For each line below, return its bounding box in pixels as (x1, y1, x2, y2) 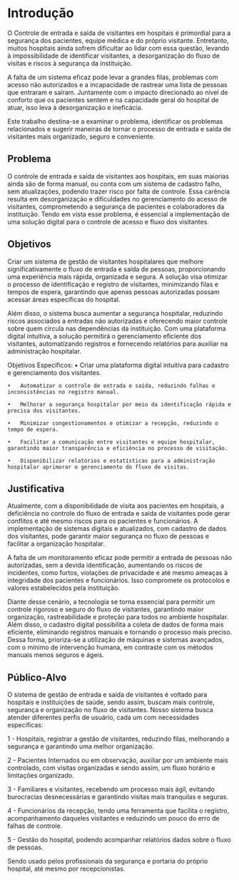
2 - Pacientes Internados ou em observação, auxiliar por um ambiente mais (7, 756, 228, 765)
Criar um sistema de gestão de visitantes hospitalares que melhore (7, 257, 204, 266)
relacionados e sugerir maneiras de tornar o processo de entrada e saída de (7, 124, 231, 133)
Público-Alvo (7, 671, 67, 684)
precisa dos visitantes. (7, 407, 81, 414)
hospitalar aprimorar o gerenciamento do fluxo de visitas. (7, 463, 190, 471)
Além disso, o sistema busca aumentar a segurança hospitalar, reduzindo (7, 309, 223, 317)
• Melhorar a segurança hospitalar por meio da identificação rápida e (7, 401, 232, 408)
